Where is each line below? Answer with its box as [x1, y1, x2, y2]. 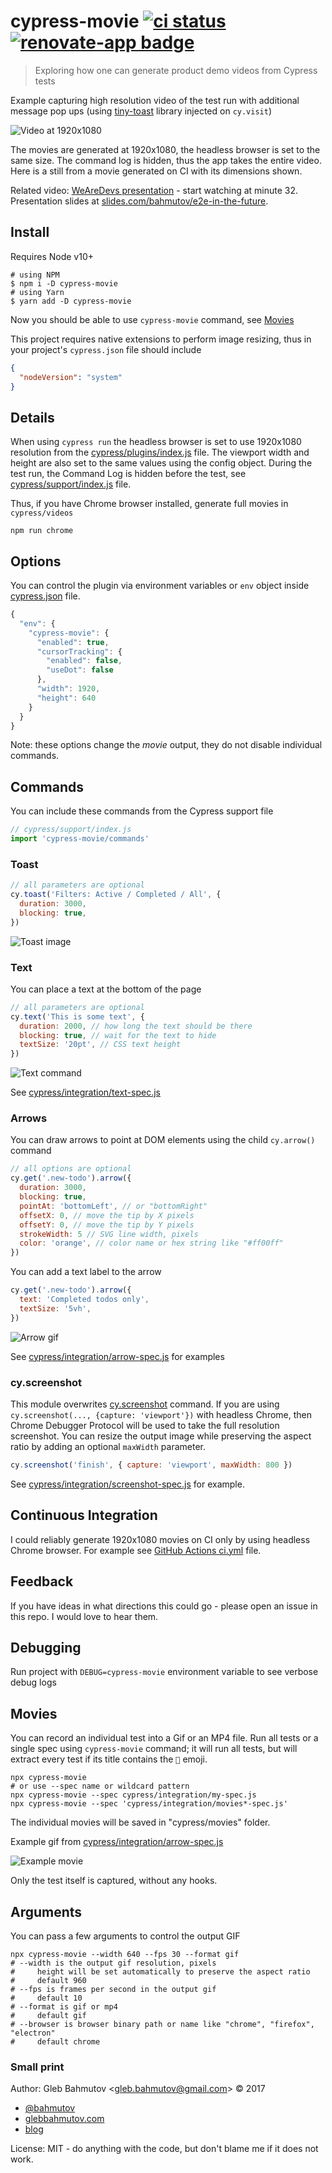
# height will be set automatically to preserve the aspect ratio [10, 1966, 311, 1977]
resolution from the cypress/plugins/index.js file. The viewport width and [10, 446, 310, 459]
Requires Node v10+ [10, 250, 95, 262]
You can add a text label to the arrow [10, 1266, 162, 1278]
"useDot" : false [46, 665, 114, 675]
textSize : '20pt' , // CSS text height [19, 1040, 182, 1050]
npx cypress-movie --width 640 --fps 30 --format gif [10, 1949, 240, 1959]
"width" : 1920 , [36, 684, 101, 694]
